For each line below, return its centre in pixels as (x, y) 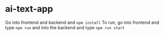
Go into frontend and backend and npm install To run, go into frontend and (82, 22)
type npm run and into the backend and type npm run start (65, 27)
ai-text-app (29, 9)
